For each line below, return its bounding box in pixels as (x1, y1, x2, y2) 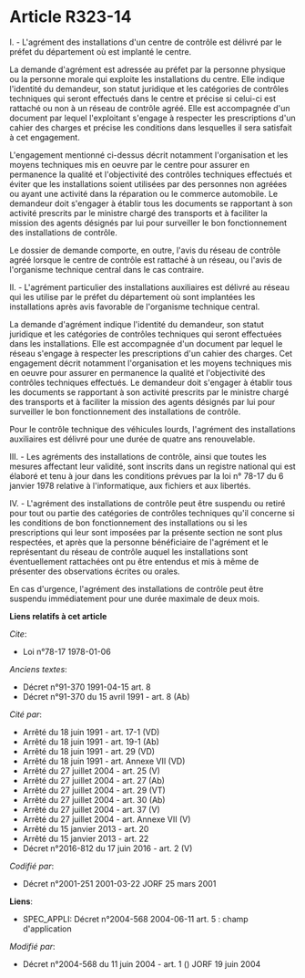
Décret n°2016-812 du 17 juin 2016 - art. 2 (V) (22, 842, 193, 854)
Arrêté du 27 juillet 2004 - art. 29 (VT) (22, 785, 166, 796)
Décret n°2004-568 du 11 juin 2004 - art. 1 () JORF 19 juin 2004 (22, 958, 261, 969)
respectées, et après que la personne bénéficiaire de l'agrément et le (9, 536, 269, 547)
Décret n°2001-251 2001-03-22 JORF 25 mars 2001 (22, 878, 217, 889)
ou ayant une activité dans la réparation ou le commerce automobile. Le (9, 188, 279, 199)
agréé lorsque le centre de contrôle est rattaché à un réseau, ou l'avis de (9, 254, 282, 265)
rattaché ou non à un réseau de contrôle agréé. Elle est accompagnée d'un (9, 102, 290, 113)
